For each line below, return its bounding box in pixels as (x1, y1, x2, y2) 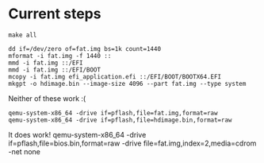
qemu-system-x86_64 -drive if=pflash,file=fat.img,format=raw (8, 109, 218, 117)
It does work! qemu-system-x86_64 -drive (8, 130, 147, 139)
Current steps (8, 5, 101, 23)
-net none (8, 146, 41, 156)
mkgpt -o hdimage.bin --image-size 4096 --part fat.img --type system (8, 80, 247, 87)
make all (8, 31, 37, 39)
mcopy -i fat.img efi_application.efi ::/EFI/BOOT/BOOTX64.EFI (8, 72, 222, 80)
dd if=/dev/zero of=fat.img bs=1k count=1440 (8, 45, 161, 52)
